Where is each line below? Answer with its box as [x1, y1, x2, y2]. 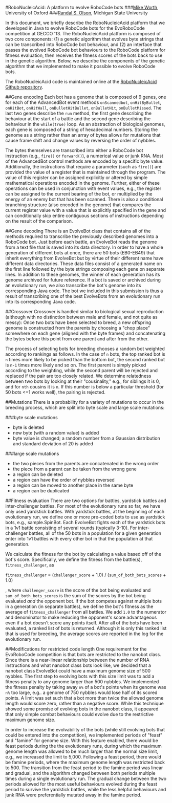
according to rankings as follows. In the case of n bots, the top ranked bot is [5, 351, 165, 357]
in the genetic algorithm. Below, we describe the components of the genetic [5, 58, 165, 63]
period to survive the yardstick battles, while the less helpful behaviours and [5, 787, 166, 792]
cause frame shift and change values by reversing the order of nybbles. [5, 138, 156, 143]
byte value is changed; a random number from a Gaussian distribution [12, 435, 160, 441]
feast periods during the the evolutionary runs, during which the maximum [5, 743, 162, 749]
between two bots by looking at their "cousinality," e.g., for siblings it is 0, [5, 378, 160, 384]
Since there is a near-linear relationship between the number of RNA [5, 657, 149, 663]
